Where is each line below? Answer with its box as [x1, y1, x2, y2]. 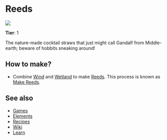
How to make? [5, 60, 52, 69]
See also [5, 94, 33, 103]
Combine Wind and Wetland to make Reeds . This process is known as [12, 73, 160, 79]
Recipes [12, 118, 30, 125]
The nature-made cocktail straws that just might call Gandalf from [5, 39, 144, 46]
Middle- [145, 39, 162, 46]
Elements [12, 113, 33, 119]
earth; [5, 45, 18, 51]
